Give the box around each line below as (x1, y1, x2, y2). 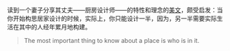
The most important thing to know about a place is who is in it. (23, 37, 200, 44)
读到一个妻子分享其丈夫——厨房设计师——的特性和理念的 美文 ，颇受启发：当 (7, 6, 223, 14)
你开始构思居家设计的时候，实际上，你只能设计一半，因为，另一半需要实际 (7, 14, 217, 22)
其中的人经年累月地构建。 (18, 23, 91, 31)
